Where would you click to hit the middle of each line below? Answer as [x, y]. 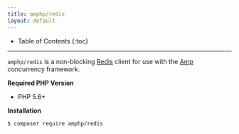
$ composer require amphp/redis [55, 123]
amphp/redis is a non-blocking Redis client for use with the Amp [101, 61]
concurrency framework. [44, 69]
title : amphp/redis [36, 14]
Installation [24, 110]
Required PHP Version [41, 83]
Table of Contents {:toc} [53, 41]
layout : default [31, 21]
